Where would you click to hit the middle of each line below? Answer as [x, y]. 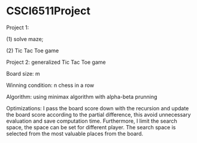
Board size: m [23, 73]
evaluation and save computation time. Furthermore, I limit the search [92, 121]
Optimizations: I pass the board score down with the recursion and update [98, 108]
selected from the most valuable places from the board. [75, 133]
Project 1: [18, 27]
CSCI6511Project [49, 11]
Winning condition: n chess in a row [50, 85]
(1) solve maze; [25, 39]
